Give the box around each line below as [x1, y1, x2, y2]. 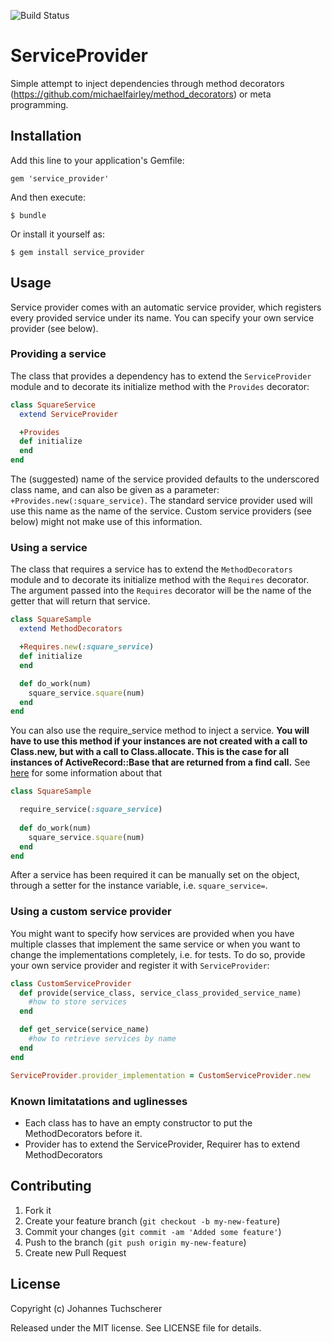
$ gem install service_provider [10, 247, 145, 257]
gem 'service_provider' [10, 173, 110, 184]
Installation [10, 128, 82, 145]
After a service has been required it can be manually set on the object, [10, 869, 300, 881]
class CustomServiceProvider [10, 978, 132, 989]
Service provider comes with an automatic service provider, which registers [10, 301, 322, 313]
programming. [10, 98, 69, 110]
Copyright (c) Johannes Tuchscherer [10, 1302, 163, 1314]
